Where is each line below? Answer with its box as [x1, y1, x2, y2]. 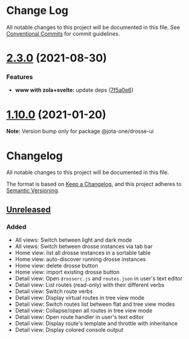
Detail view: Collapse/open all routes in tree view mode [15, 306, 153, 314]
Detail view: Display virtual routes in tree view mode [15, 294, 145, 301]
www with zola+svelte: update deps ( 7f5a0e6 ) [15, 86, 134, 94]
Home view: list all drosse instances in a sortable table [15, 249, 151, 256]
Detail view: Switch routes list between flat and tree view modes [15, 300, 175, 308]
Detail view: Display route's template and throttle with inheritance [15, 320, 178, 327]
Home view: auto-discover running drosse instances [15, 255, 146, 263]
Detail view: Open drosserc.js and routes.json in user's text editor [15, 274, 183, 282]
